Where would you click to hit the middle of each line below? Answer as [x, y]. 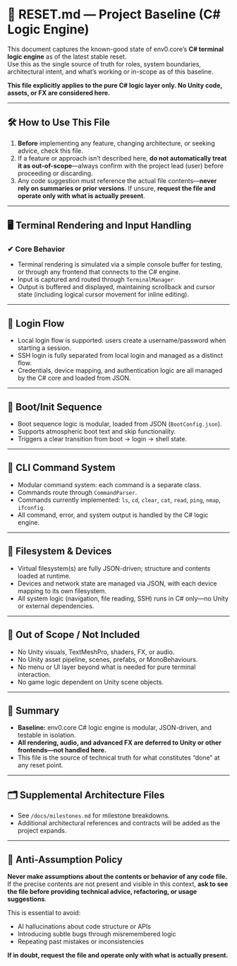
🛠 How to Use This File [59, 123]
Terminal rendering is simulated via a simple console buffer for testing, [120, 264]
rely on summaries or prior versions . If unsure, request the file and [116, 188]
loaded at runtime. [44, 576]
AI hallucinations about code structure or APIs [84, 926]
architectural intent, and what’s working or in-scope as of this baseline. [110, 71]
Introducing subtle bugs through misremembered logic [97, 933]
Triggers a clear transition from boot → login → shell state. [102, 439]
